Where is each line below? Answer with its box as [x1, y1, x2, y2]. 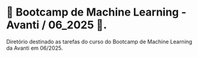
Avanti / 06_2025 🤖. [6, 18, 107, 32]
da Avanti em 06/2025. [6, 44, 63, 52]
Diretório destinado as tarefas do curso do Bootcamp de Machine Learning [6, 38, 193, 45]
